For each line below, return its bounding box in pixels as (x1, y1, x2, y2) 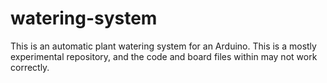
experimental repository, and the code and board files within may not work (10, 50, 318, 62)
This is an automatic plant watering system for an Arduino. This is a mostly (10, 40, 317, 52)
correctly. (10, 61, 50, 73)
